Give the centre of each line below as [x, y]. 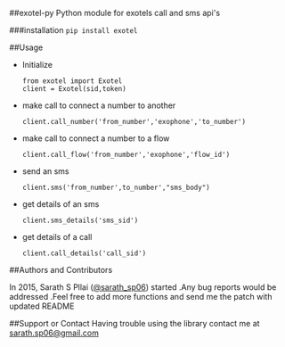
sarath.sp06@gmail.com [54, 333]
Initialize [37, 65]
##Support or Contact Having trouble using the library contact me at [134, 323]
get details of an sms [61, 204]
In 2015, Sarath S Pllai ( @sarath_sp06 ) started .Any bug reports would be [143, 287]
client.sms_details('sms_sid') [80, 220]
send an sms [45, 171]
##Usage [26, 47]
